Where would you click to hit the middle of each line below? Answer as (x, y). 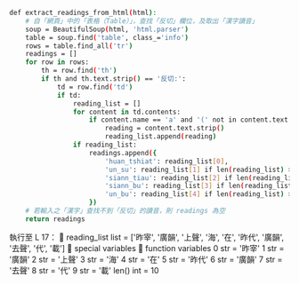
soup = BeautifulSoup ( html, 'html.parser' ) (107, 29)
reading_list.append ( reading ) (161, 137)
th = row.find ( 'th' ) (79, 71)
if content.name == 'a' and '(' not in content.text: (190, 120)
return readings (56, 219)
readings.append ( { (123, 153)
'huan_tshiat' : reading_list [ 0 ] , (166, 161)
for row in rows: (57, 62)
